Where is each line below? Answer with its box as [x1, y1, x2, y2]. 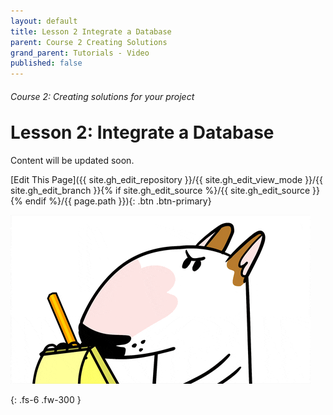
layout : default [10, 16, 78, 26]
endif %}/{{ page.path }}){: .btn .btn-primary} [24, 195, 212, 207]
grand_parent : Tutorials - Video [10, 48, 150, 58]
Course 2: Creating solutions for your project [10, 90, 195, 102]
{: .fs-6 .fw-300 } [10, 394, 82, 406]
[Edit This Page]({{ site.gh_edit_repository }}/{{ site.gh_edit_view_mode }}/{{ [10, 174, 324, 186]
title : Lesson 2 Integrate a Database [10, 26, 172, 37]
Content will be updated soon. [10, 155, 135, 167]
